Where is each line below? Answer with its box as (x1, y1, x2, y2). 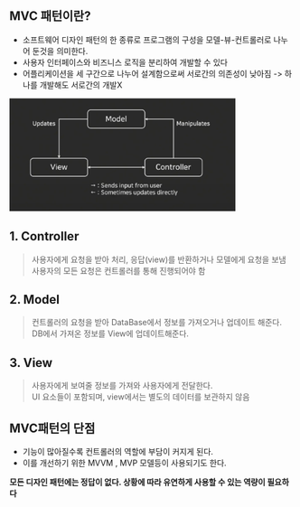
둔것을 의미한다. (32, 45, 89, 56)
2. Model (9, 292, 61, 307)
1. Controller (9, 229, 80, 244)
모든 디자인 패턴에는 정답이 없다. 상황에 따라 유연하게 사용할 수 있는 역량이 (9, 477, 266, 488)
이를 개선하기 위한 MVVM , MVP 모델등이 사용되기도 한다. (22, 457, 228, 468)
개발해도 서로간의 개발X (39, 80, 123, 90)
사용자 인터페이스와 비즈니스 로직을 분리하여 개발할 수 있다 (22, 57, 229, 68)
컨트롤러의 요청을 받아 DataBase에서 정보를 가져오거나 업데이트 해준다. (31, 317, 283, 328)
